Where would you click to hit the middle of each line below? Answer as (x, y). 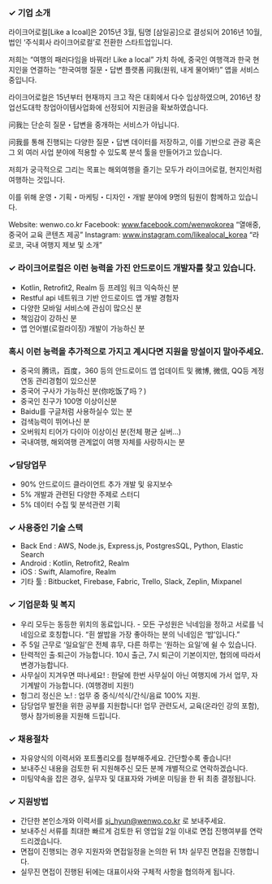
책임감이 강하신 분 (48, 318)
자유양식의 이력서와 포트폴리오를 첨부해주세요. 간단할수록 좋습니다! (125, 759)
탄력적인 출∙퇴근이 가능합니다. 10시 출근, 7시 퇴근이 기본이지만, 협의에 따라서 (140, 654)
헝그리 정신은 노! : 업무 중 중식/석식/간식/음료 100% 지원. (110, 695)
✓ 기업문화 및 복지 (42, 605)
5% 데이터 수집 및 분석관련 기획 (70, 505)
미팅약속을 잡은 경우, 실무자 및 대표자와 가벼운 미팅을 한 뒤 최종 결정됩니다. (138, 779)
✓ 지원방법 (28, 802)
